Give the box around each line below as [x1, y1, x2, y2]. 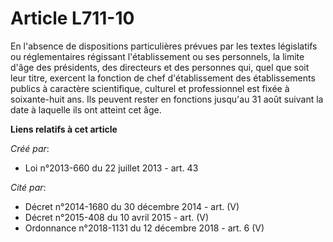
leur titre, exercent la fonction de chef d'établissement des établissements [10, 72, 316, 84]
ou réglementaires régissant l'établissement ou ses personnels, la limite [10, 50, 305, 62]
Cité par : [10, 181, 47, 193]
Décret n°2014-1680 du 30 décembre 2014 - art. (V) [24, 200, 240, 212]
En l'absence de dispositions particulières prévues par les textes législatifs [10, 40, 318, 52]
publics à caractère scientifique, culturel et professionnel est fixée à [10, 82, 290, 94]
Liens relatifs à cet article [10, 123, 118, 135]
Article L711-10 [10, 7, 135, 30]
